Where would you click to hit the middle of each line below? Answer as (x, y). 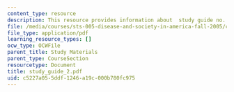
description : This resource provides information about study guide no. (117, 20)
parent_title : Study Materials (53, 53)
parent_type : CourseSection (48, 59)
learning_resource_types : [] (49, 39)
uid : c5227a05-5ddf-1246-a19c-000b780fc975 (71, 78)
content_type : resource (42, 13)
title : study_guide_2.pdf (45, 71)
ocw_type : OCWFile (34, 46)
